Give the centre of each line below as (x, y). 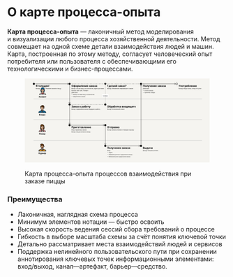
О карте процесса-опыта (84, 12)
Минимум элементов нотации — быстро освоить (91, 222)
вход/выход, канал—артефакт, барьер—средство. (92, 267)
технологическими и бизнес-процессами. (70, 69)
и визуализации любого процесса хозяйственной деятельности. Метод (114, 38)
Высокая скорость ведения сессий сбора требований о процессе (116, 229)
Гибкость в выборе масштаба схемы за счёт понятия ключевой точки (122, 237)
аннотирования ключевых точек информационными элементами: (115, 259)
